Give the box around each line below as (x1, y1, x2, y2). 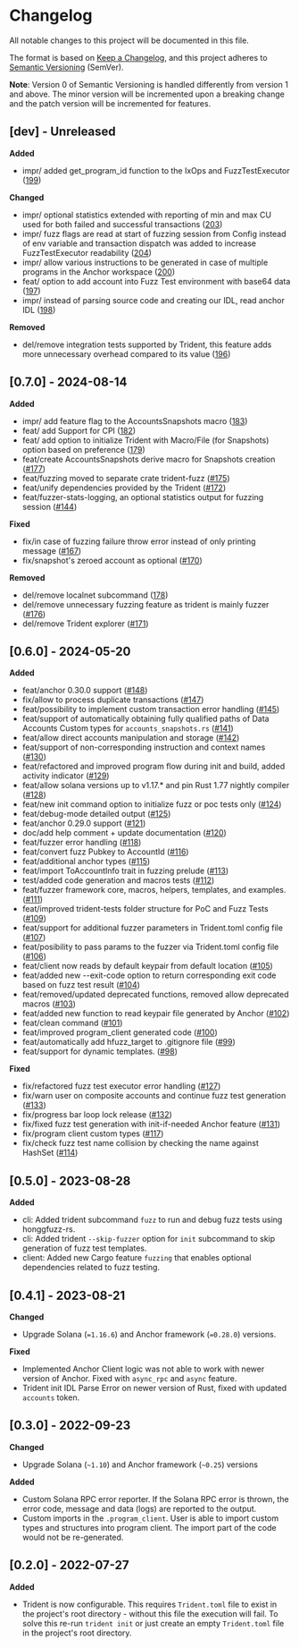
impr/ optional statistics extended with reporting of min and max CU (21, 209, 272, 220)
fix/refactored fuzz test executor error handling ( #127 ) (21, 1081, 221, 1091)
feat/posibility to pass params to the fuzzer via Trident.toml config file (21, 941, 279, 953)
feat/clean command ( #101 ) (21, 1017, 123, 1029)
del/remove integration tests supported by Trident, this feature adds (21, 339, 272, 350)
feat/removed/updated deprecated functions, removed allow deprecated (21, 989, 289, 1000)
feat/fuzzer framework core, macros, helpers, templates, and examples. (21, 885, 287, 896)
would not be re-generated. (21, 1532, 124, 1542)
